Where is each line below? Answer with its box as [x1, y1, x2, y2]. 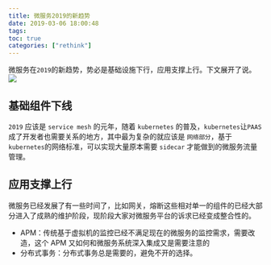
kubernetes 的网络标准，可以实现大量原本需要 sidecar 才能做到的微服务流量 [8, 142, 258, 151]
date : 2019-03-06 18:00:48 [8, 19, 99, 27]
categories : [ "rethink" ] [8, 42, 92, 50]
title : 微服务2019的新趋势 [8, 11, 90, 20]
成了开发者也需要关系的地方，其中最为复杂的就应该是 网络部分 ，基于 [8, 131, 232, 141]
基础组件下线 [8, 98, 73, 113]
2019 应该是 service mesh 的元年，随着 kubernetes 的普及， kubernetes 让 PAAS [8, 122, 262, 131]
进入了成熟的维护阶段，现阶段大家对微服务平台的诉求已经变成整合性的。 [15, 210, 256, 220]
